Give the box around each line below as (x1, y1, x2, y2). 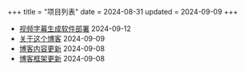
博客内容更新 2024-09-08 (18, 44, 105, 53)
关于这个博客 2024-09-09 (18, 34, 105, 43)
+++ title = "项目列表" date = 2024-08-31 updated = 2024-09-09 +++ (7, 7, 239, 16)
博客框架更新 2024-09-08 (18, 54, 105, 63)
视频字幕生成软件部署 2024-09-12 (18, 24, 132, 34)
